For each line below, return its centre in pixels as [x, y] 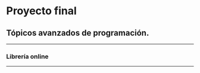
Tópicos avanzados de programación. [78, 33]
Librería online [27, 56]
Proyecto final [42, 11]
